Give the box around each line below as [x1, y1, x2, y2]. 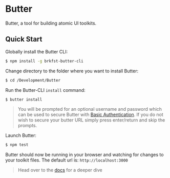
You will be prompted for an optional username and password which [17, 106, 162, 112]
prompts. [17, 123, 37, 129]
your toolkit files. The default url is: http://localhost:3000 [5, 157, 128, 163]
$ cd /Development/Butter [5, 77, 60, 83]
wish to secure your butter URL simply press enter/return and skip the [17, 117, 165, 123]
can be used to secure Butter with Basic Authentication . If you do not [17, 111, 164, 118]
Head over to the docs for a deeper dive [17, 167, 102, 173]
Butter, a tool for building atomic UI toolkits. [5, 20, 97, 26]
